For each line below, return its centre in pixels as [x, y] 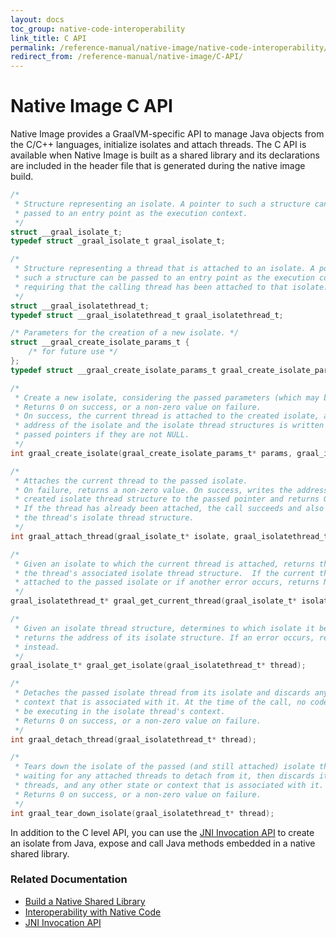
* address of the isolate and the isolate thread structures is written [169, 426]
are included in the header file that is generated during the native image [158, 166]
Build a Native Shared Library [85, 901]
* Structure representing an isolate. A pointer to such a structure [162, 204]
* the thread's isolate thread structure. [104, 518]
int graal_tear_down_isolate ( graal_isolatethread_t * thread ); [142, 813]
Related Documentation [69, 879]
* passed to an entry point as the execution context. [131, 213]
